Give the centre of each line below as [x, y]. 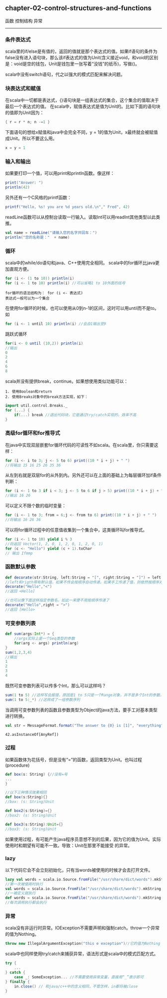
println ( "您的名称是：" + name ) [38, 237]
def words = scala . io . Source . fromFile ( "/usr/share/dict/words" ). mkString [83, 898]
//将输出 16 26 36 [23, 520]
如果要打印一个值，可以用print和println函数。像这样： [60, 173]
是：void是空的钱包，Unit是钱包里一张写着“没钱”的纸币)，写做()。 [73, 64]
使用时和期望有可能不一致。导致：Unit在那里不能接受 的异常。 [69, 845]
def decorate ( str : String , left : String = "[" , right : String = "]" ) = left [83, 577]
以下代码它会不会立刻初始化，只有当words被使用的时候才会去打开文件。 [79, 870]
